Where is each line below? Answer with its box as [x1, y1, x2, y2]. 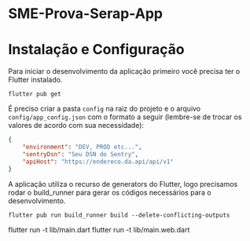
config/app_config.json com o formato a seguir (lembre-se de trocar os [8, 112, 242, 122]
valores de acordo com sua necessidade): [8, 121, 144, 130]
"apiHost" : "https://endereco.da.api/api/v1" [22, 158, 175, 166]
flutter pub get [8, 90, 61, 98]
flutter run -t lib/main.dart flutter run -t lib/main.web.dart [8, 225, 190, 234]
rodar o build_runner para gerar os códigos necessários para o [8, 188, 211, 197]
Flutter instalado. [8, 75, 63, 85]
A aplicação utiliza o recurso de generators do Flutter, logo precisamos [8, 179, 238, 188]
